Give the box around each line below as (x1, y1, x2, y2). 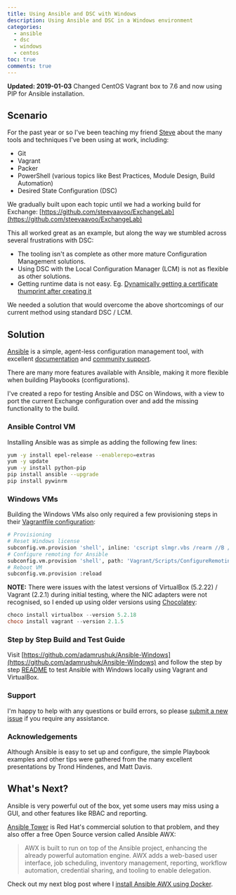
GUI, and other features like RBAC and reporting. (7, 809, 148, 817)
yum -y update (7, 458, 49, 465)
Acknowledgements (7, 731, 78, 741)
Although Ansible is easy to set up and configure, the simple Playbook (7, 747, 211, 756)
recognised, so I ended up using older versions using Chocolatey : (7, 598, 197, 606)
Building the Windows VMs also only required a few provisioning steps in (7, 510, 218, 518)
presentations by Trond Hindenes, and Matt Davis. (7, 762, 152, 771)
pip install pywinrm (7, 478, 68, 485)
